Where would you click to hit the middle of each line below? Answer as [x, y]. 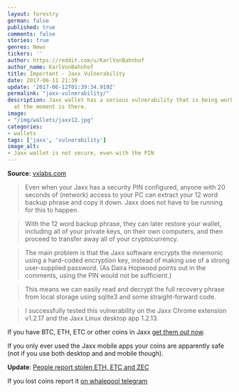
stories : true [28, 41]
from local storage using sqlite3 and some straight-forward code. [121, 297]
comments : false [31, 34]
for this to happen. [52, 210]
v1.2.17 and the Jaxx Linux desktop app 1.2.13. [91, 318]
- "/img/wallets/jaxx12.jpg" [51, 120]
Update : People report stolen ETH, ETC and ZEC [78, 367]
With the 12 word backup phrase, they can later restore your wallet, [123, 224]
